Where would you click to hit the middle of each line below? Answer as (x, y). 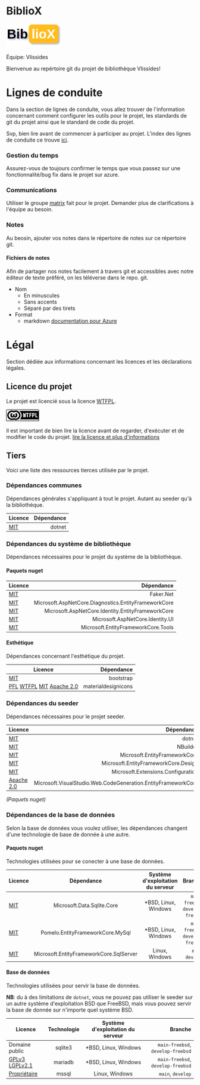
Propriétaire (23, 1074)
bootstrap (121, 678)
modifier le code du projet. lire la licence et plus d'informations (83, 437)
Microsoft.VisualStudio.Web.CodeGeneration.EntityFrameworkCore (116, 783)
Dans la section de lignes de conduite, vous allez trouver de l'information (96, 109)
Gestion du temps (32, 155)
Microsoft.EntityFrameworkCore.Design (150, 763)
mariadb (64, 1062)
